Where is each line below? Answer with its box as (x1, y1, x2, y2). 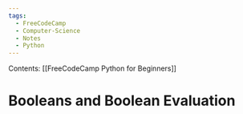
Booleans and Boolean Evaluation (8, 92, 236, 110)
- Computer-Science (15, 26, 81, 35)
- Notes (15, 34, 42, 43)
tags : (8, 11, 26, 20)
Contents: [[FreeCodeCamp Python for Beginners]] (8, 63, 176, 73)
